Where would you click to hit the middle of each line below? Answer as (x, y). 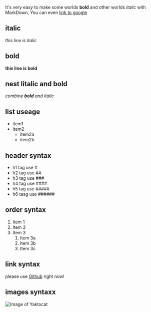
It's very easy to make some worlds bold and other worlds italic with (75, 7)
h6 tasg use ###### (33, 194)
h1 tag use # (25, 168)
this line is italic (21, 40)
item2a (27, 134)
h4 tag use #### (30, 184)
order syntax (25, 210)
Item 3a (28, 238)
